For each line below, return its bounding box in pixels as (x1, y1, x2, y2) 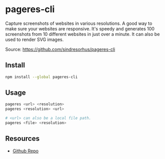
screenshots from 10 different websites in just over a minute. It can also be (5, 31, 160, 37)
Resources (5, 134, 40, 143)
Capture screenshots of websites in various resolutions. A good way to (5, 20, 152, 26)
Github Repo (12, 148, 39, 154)
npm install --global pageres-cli (5, 74, 78, 79)
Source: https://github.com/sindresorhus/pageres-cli (5, 46, 115, 52)
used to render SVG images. (5, 36, 64, 43)
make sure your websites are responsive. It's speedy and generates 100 (5, 25, 155, 31)
